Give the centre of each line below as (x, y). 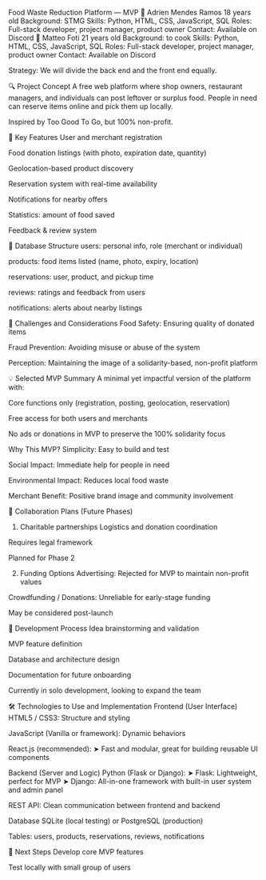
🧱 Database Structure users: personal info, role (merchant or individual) (126, 246)
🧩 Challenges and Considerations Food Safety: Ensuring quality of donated (131, 323)
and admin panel (36, 790)
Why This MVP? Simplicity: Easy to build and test (89, 449)
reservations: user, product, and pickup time (81, 277)
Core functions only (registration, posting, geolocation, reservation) (119, 403)
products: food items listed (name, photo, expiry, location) (103, 261)
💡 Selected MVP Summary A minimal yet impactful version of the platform (130, 378)
